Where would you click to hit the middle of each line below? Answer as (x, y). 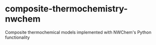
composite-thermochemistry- (66, 9)
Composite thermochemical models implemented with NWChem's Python (78, 32)
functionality (17, 37)
